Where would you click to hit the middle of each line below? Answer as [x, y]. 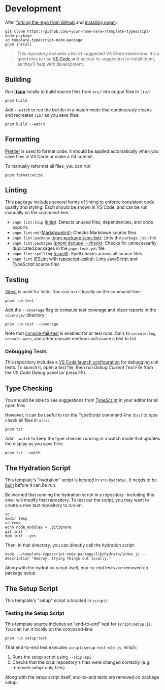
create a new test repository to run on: [44, 506]
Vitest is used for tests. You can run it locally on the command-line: [73, 292]
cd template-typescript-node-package [44, 40]
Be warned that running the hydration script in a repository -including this [80, 495]
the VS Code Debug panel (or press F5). [46, 373]
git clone [15, 31]
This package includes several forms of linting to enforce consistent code [80, 202]
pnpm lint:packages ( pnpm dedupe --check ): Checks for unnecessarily [84, 243]
